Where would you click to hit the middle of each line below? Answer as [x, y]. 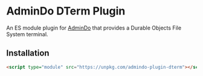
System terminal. [27, 34]
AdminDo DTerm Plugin [66, 11]
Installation [28, 53]
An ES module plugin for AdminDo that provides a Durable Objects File [94, 28]
